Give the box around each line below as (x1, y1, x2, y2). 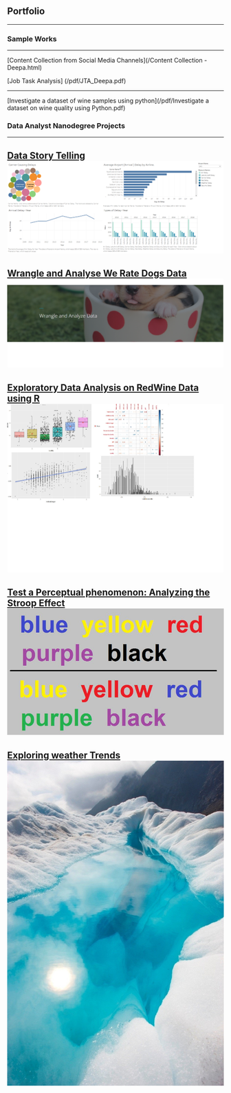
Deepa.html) (7, 63, 43, 72)
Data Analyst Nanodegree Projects (7, 121, 126, 131)
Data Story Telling (7, 149, 86, 161)
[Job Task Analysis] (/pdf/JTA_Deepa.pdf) (7, 77, 126, 85)
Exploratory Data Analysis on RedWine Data (7, 382, 199, 393)
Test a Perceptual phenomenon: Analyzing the (7, 587, 210, 598)
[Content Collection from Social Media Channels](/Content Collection (7, 56, 203, 65)
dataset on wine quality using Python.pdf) (7, 104, 126, 112)
